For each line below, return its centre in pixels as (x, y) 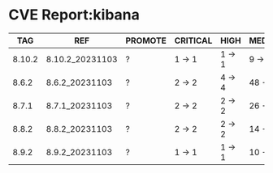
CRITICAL (193, 40)
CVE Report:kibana (74, 15)
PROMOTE (146, 40)
